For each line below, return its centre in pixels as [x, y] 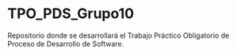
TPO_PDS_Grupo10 [71, 14]
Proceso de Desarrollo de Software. [66, 43]
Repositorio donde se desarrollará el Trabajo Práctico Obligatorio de [118, 35]
